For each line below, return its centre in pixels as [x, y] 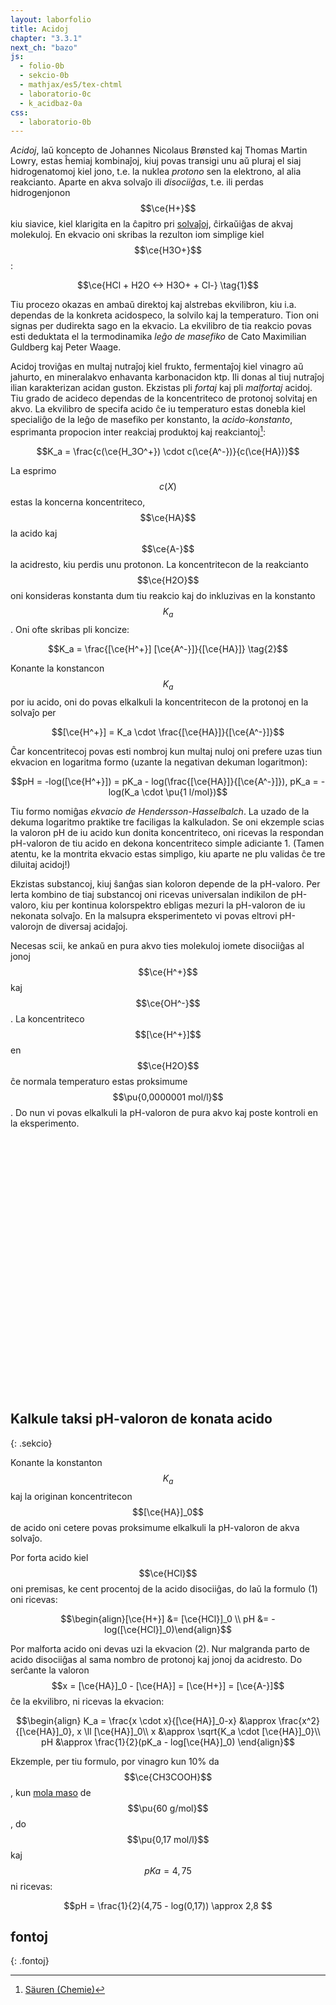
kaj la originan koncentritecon [71, 1496]
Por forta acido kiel [49, 1557]
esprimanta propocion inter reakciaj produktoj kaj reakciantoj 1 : [138, 431]
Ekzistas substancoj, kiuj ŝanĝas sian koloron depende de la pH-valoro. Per [165, 883]
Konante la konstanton [56, 1462]
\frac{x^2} [299, 1720]
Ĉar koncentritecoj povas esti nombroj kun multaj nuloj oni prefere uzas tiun [166, 751]
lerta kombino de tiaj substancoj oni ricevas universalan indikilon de [149, 894]
